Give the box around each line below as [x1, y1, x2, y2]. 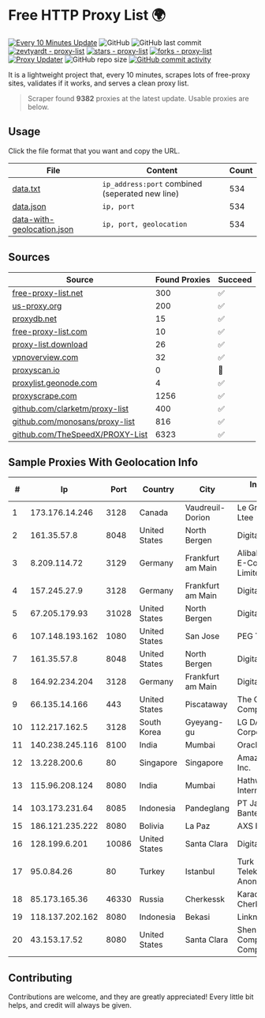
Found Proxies [155, 274, 211, 285]
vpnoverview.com [12, 351, 79, 362]
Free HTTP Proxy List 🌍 [8, 6, 166, 25]
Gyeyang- [185, 717, 224, 728]
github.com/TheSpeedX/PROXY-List [12, 429, 148, 440]
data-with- [12, 214, 55, 225]
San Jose [185, 630, 220, 641]
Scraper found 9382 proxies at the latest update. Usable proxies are [27, 93, 250, 103]
